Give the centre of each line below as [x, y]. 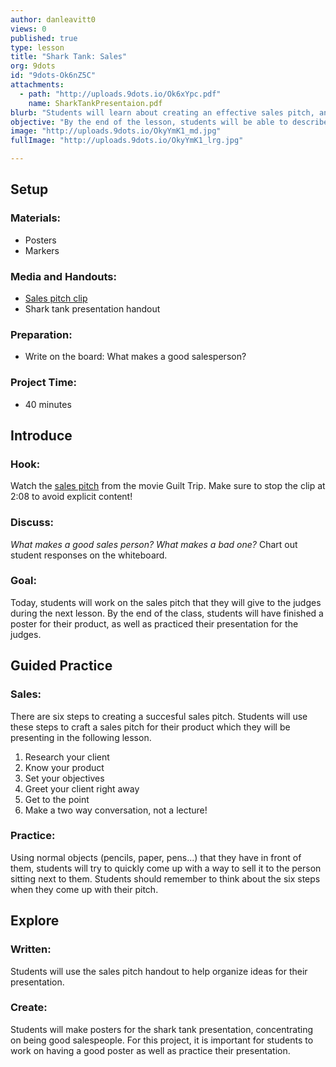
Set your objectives [64, 778]
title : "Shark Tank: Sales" [69, 57]
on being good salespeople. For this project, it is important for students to [162, 1040]
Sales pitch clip [56, 298]
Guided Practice [61, 666]
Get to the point [57, 799]
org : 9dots [33, 66]
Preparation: [41, 334]
